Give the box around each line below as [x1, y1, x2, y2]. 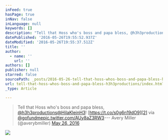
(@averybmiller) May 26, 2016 [17, 120, 80, 126]
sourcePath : [5, 77, 30, 82]
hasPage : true [5, 12, 35, 17]
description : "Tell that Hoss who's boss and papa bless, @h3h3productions [5, 30, 166, 35]
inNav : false [5, 16, 32, 21]
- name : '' [9, 53, 32, 59]
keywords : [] [5, 26, 32, 31]
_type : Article [5, 86, 37, 91]
